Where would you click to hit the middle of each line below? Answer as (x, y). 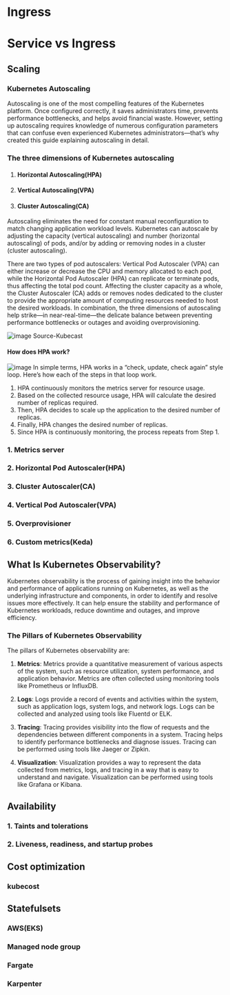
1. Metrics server (36, 450)
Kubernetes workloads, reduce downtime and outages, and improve (103, 610)
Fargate (20, 965)
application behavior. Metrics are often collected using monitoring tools (118, 679)
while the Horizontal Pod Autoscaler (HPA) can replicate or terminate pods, (113, 279)
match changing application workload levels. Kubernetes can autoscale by (113, 229)
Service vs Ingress (61, 44)
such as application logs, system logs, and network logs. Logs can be (116, 707)
